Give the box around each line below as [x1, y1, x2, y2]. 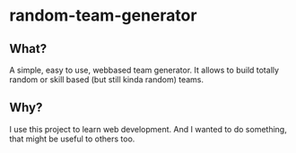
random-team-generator [9, 5, 197, 26]
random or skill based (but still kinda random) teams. [9, 74, 205, 85]
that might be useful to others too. [9, 133, 135, 144]
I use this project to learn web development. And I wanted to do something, [9, 123, 287, 134]
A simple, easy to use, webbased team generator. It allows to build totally [9, 64, 280, 75]
